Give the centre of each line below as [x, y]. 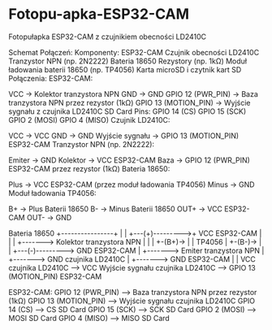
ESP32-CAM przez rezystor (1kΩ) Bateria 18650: [89, 168]
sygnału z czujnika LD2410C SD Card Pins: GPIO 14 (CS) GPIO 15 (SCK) [127, 111]
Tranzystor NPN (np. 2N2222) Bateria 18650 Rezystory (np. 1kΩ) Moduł [128, 61]
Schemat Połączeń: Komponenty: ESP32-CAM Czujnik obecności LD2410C [134, 52]
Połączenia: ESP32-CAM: [51, 78]
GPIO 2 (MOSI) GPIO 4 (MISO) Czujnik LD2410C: [89, 119]
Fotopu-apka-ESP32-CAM [99, 14]
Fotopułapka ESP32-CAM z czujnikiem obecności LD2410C [108, 37]
